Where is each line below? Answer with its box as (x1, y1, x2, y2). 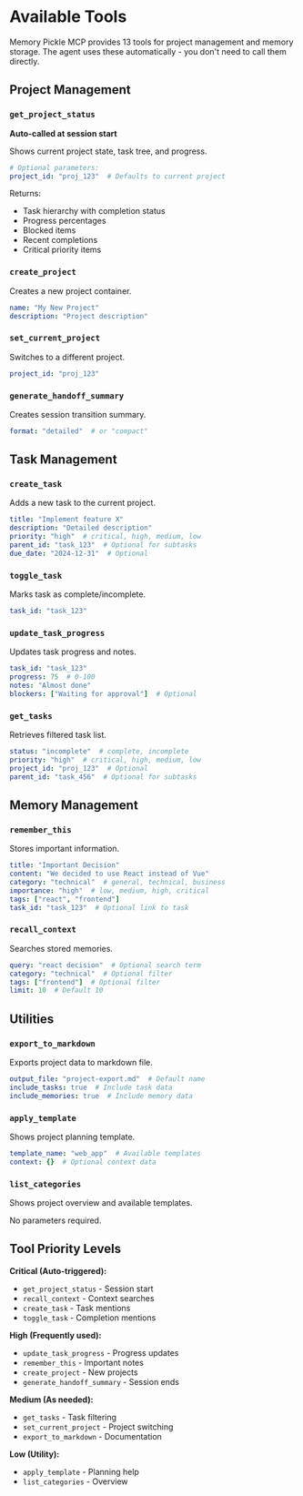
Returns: (9, 188, 42, 199)
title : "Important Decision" (9, 861, 120, 870)
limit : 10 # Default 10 (9, 986, 104, 996)
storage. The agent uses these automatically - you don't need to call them (9, 45, 287, 56)
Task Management (9, 452, 117, 468)
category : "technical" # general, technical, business (9, 878, 226, 887)
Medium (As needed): (9, 1394, 94, 1405)
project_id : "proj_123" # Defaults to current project (9, 171, 226, 181)
